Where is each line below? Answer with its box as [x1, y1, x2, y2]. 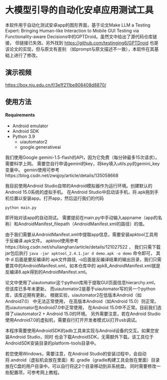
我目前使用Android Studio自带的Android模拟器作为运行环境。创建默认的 [5, 183, 153, 189]
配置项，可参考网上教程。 [9, 370, 62, 376]
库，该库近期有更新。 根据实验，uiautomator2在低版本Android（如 [5, 292, 142, 298]
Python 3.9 [12, 133, 35, 140]
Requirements [5, 112, 35, 118]
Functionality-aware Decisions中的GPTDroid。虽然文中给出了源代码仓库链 [5, 33, 157, 39]
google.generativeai [19, 144, 61, 150]
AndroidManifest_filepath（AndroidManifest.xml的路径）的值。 [18, 221, 148, 227]
